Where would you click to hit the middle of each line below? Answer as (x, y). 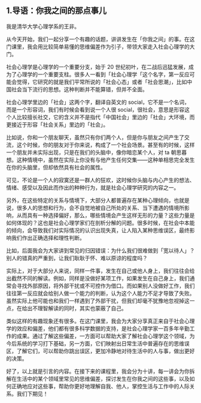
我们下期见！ (32, 393)
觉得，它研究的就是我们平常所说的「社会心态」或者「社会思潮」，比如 (102, 82)
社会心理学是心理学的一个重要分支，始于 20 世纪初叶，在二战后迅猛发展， (98, 67)
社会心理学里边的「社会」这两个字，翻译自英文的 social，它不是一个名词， (98, 102)
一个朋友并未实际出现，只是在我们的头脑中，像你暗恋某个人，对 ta (88, 152)
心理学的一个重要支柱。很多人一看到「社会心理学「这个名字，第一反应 (103, 74)
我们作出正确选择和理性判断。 (48, 237)
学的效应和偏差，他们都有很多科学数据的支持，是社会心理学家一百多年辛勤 (98, 328)
